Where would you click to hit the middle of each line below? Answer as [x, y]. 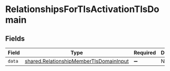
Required [145, 53]
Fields [15, 39]
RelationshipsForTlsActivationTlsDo [82, 9]
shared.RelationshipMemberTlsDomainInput [77, 61]
